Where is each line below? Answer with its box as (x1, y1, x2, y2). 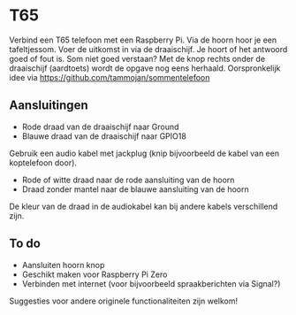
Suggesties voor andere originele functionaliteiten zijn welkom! (9, 296, 239, 306)
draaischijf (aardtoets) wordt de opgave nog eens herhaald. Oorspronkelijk (9, 63, 281, 73)
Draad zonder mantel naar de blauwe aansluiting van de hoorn (21, 183, 249, 195)
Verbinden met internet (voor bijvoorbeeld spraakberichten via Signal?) (21, 278, 281, 288)
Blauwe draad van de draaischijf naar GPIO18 (21, 130, 187, 142)
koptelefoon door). (9, 157, 78, 168)
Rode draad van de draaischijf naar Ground (21, 121, 179, 132)
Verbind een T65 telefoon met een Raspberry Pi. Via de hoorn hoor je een (9, 35, 277, 45)
